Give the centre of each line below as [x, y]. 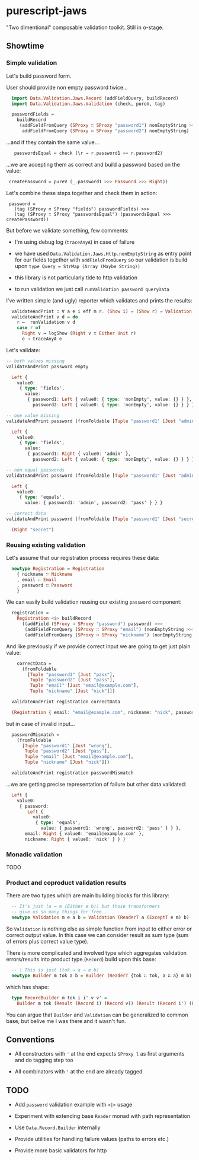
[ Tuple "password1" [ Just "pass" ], [71, 674]
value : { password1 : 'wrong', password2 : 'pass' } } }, [111, 828]
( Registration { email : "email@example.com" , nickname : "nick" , [92, 712]
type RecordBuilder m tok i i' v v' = [60, 998]
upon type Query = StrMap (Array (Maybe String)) [77, 266]
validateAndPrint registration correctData [66, 702]
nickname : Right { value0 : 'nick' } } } [75, 839]
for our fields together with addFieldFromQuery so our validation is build [101, 260]
